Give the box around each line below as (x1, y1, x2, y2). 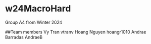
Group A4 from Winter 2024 (5, 19, 63, 25)
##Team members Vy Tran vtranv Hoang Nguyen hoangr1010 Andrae (5, 29, 147, 35)
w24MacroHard (5, 3, 71, 14)
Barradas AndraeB (5, 34, 43, 40)
